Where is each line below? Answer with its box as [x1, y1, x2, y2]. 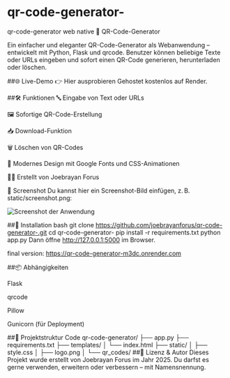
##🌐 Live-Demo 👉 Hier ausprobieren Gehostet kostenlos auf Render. [7, 77, 208, 85]
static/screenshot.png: [7, 193, 72, 202]
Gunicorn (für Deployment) [7, 319, 85, 328]
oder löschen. [7, 63, 47, 71]
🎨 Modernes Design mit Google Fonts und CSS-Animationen [7, 159, 180, 167]
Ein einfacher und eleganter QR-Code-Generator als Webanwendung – [7, 40, 210, 49]
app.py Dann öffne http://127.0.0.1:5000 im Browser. [7, 235, 155, 244]
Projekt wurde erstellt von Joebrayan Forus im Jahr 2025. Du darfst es [7, 355, 209, 363]
